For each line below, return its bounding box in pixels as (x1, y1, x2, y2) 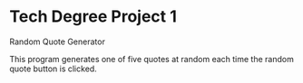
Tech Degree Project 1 (9, 6, 177, 27)
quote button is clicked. (9, 63, 97, 74)
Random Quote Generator (9, 36, 106, 47)
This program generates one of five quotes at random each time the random (9, 53, 295, 64)
